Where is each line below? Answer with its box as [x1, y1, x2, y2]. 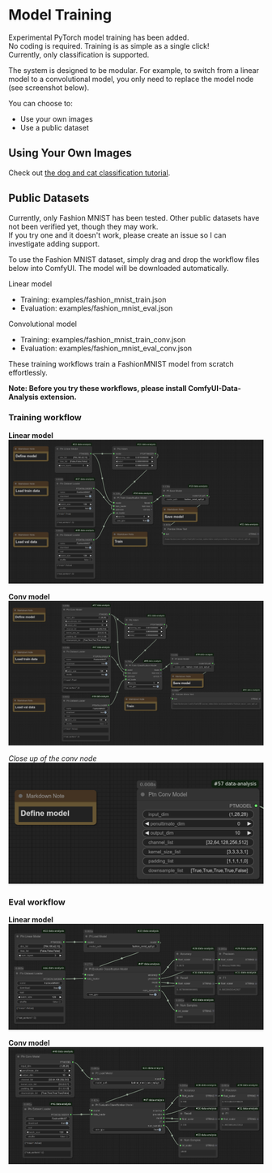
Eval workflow [8, 896, 66, 908]
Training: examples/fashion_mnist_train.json [19, 294, 167, 304]
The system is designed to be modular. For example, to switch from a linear [8, 65, 259, 75]
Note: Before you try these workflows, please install [8, 383, 187, 393]
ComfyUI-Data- [188, 383, 241, 393]
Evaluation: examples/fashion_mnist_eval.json [19, 303, 173, 313]
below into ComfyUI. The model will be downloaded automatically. [8, 263, 229, 273]
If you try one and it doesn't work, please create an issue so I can [8, 230, 227, 240]
